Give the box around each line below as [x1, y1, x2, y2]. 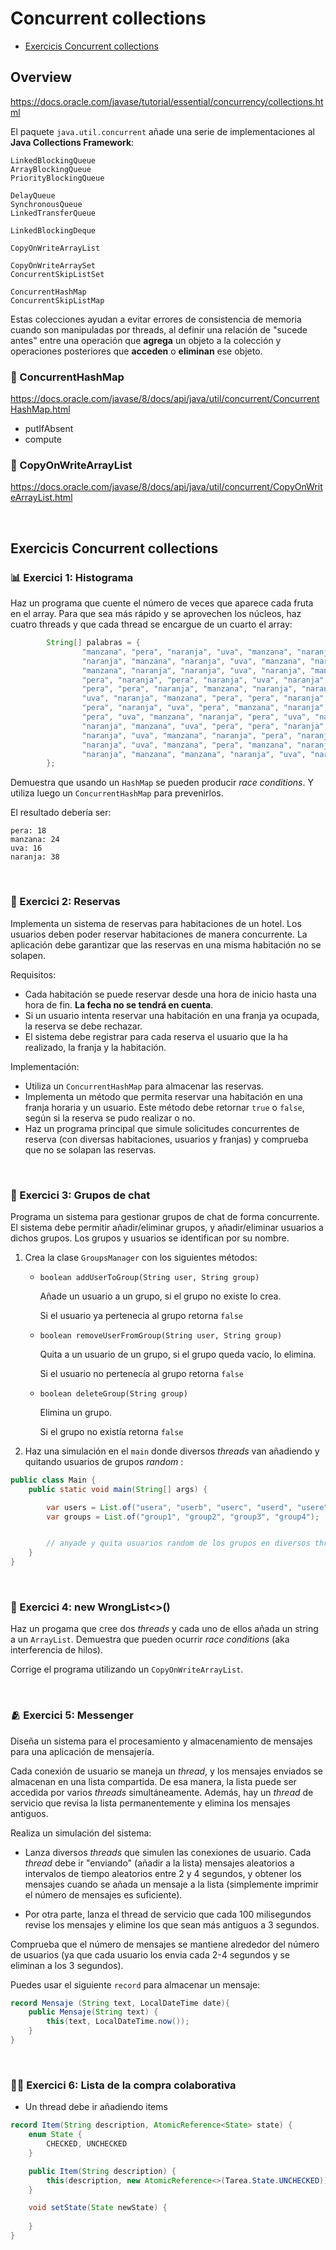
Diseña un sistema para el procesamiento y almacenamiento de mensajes [10, 1735, 313, 1747]
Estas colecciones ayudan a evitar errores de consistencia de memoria [10, 313, 302, 325]
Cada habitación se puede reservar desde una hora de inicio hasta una [24, 988, 317, 1000]
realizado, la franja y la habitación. [24, 1041, 167, 1053]
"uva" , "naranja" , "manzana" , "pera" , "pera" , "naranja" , [81, 693, 329, 704]
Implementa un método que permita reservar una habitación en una [24, 1090, 303, 1102]
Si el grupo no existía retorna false [39, 1425, 184, 1437]
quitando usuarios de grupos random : [24, 1455, 184, 1467]
